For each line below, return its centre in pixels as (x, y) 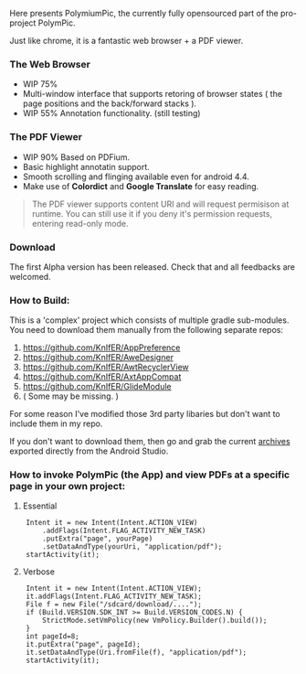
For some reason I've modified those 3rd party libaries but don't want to (145, 414)
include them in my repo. (56, 423)
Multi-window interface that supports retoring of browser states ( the (153, 94)
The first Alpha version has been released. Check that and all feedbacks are (152, 267)
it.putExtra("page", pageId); (84, 645)
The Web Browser (50, 64)
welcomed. (31, 276)
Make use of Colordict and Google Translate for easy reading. (141, 186)
